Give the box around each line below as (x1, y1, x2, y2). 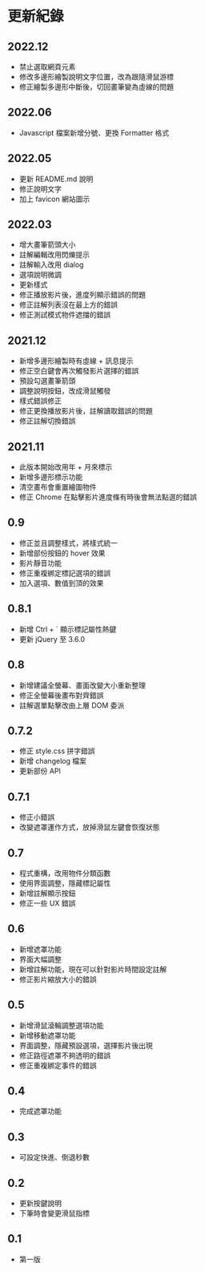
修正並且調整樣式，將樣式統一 (18, 538, 118, 547)
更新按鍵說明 (18, 1199, 62, 1208)
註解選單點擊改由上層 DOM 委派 (18, 700, 125, 710)
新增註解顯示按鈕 (18, 888, 76, 898)
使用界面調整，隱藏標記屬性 (18, 878, 111, 888)
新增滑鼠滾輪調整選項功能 (18, 1020, 104, 1030)
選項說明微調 (18, 270, 62, 280)
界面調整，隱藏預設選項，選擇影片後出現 (18, 1040, 153, 1050)
